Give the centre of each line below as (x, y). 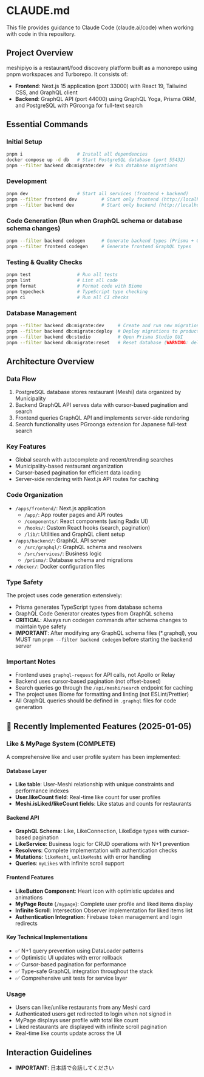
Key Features (26, 446)
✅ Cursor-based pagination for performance (70, 964)
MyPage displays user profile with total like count (76, 1020)
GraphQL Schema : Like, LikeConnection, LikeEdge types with (92, 831)
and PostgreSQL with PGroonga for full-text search (79, 105)
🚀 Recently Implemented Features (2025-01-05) (99, 726)
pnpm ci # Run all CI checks (68, 297)
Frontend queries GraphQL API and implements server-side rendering (102, 418)
